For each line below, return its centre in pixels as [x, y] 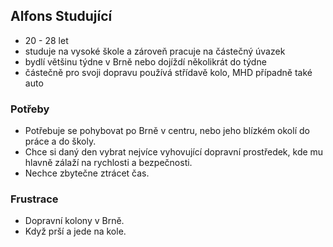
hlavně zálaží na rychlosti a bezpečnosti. [108, 163]
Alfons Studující [61, 16]
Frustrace [34, 199]
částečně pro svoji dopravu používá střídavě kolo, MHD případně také [168, 72]
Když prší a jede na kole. [75, 231]
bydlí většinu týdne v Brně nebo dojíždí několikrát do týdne [145, 61]
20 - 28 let [46, 40]
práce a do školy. [60, 141]
